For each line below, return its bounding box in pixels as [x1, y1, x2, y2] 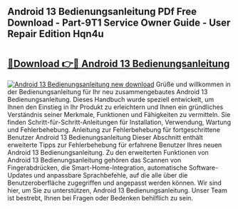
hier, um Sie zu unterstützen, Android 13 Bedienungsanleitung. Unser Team [7, 186, 228, 195]
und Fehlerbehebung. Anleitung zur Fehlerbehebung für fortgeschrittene [7, 126, 221, 134]
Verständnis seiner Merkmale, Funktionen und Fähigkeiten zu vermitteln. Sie [7, 111, 231, 118]
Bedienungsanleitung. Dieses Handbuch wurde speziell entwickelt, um [7, 96, 214, 103]
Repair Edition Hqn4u [7, 28, 105, 40]
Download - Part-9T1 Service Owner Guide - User [7, 17, 231, 29]
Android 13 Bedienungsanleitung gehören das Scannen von [7, 156, 182, 164]
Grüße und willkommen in [155, 80, 232, 88]
